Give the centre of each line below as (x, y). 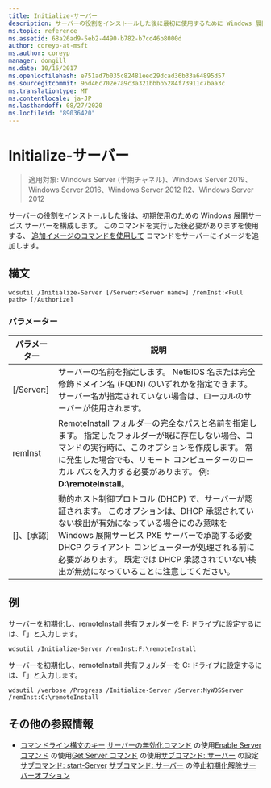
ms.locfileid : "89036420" (52, 114)
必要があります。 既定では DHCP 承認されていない (153, 560)
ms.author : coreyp (39, 53)
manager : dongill (38, 61)
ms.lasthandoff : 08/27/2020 (56, 106)
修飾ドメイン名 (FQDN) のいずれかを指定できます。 (155, 384)
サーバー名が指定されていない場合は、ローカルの (151, 396)
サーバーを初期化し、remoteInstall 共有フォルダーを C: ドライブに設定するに (135, 665)
